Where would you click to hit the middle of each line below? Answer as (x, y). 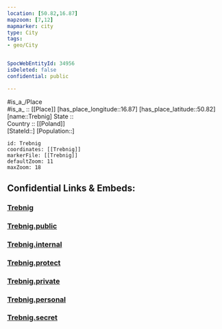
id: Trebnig (24, 143)
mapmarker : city (30, 26)
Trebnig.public (32, 226)
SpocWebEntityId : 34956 (41, 64)
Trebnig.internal (35, 244)
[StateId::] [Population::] (41, 131)
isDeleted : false (32, 70)
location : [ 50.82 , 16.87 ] (42, 13)
